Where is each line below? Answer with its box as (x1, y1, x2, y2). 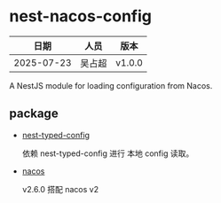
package (9, 106, 59, 121)
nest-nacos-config (9, 6, 153, 27)
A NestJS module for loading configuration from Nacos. (9, 80, 213, 90)
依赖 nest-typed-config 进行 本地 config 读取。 (21, 148, 194, 159)
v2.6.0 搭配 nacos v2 (21, 183, 99, 194)
